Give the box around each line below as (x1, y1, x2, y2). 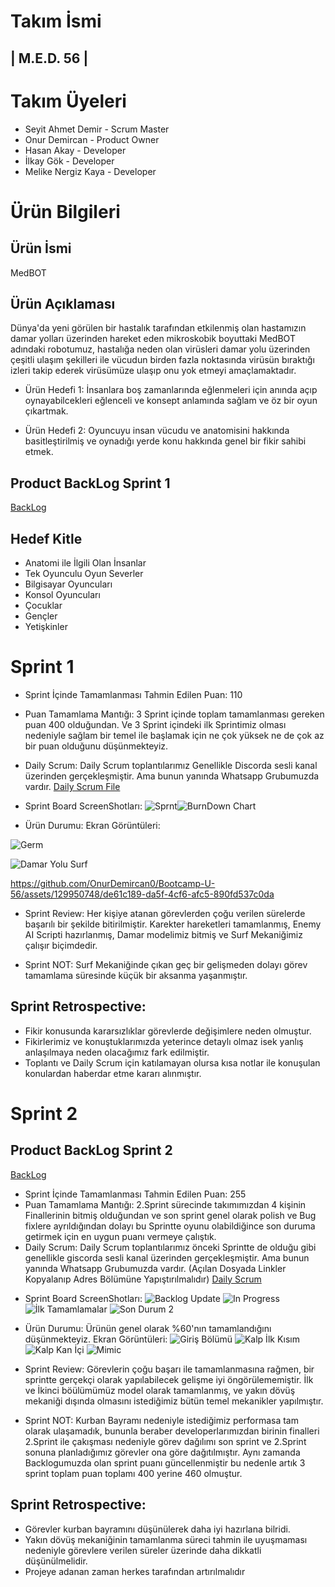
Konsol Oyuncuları (24, 588, 101, 600)
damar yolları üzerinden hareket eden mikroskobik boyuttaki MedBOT (10, 333, 296, 345)
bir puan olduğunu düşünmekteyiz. (24, 740, 169, 752)
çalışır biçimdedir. (24, 939, 98, 951)
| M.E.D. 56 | (10, 50, 89, 67)
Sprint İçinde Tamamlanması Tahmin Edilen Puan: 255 (24, 1188, 247, 1200)
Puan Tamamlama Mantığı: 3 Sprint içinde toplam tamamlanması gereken (24, 708, 325, 720)
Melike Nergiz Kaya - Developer (24, 165, 157, 177)
